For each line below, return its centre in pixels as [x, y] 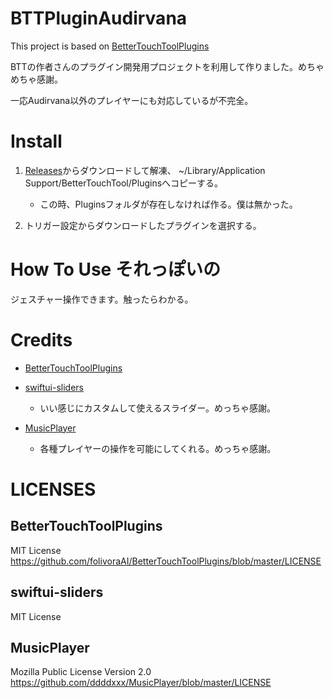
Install [36, 141]
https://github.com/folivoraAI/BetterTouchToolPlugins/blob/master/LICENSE [166, 561]
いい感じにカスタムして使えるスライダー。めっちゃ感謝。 [158, 408]
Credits [41, 340]
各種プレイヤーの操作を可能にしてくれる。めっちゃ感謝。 [158, 448]
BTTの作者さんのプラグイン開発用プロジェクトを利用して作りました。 [154, 66]
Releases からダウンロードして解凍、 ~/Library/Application [145, 170]
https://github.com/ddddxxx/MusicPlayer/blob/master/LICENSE [141, 683]
